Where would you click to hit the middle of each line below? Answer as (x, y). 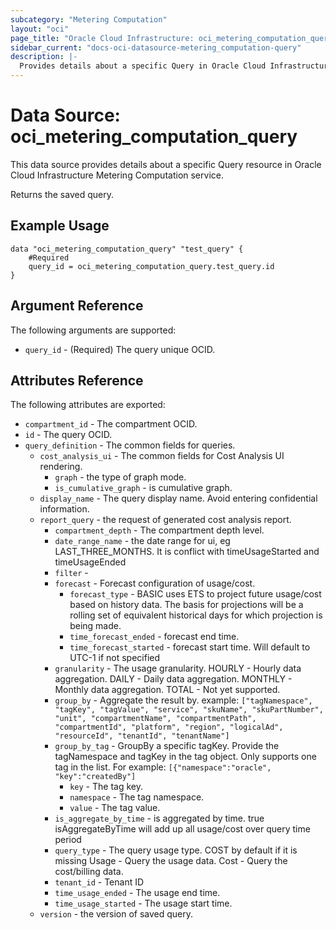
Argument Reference (77, 306)
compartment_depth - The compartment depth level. (159, 530)
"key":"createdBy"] (95, 777)
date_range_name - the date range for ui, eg (142, 541)
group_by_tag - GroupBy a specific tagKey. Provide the (167, 746)
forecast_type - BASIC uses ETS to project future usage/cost (195, 594)
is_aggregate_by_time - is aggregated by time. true (159, 818)
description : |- (44, 57)
